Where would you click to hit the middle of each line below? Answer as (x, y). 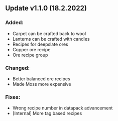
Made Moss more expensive (42, 84)
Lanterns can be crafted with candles (51, 39)
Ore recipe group (30, 55)
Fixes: (13, 97)
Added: (14, 23)
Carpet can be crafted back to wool (49, 33)
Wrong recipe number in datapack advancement (63, 108)
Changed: (18, 68)
